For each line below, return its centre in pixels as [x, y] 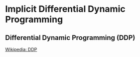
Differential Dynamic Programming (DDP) [70, 38]
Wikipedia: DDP [21, 49]
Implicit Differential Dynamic [65, 9]
